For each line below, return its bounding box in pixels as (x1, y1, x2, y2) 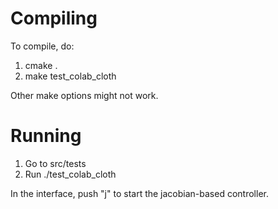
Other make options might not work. (10, 89, 159, 101)
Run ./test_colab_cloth (24, 168, 117, 180)
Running (10, 125, 82, 147)
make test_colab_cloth (24, 70, 117, 82)
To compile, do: (10, 40, 75, 52)
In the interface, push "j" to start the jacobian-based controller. (10, 187, 269, 199)
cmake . (24, 59, 58, 71)
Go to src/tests (24, 157, 87, 169)
